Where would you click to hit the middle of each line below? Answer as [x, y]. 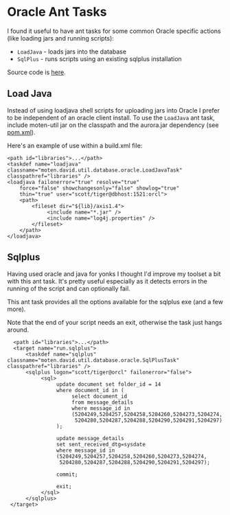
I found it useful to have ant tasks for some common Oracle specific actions [114, 31]
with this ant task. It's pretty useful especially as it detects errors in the [107, 281]
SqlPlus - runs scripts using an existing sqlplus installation [99, 58]
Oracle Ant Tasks [57, 12]
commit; [67, 474]
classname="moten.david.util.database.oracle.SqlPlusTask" [93, 360]
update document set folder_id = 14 [108, 384]
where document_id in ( [90, 390]
